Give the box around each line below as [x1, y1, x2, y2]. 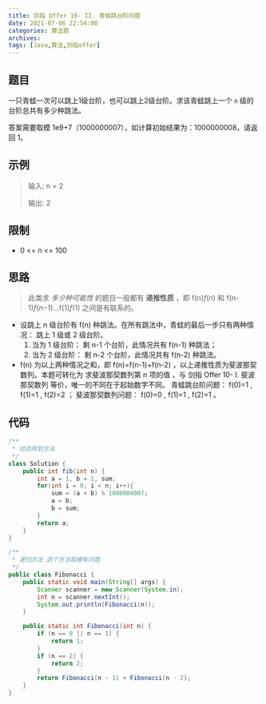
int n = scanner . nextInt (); [37, 593, 130, 601]
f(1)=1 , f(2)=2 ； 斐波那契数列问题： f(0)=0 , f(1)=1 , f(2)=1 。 [19, 390, 221, 400]
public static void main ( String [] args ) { [22, 578, 166, 586]
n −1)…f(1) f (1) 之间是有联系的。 [38, 303, 138, 312]
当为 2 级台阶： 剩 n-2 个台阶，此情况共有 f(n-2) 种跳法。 [31, 350, 221, 360]
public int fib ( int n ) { [22, 467, 105, 475]
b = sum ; [50, 504, 81, 512]
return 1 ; [50, 637, 84, 646]
